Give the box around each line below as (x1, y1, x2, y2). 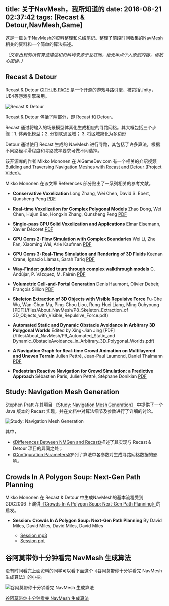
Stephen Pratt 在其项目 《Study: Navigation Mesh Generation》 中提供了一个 (5, 401, 163, 408)
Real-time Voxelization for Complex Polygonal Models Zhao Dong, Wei (12, 206, 161, 212)
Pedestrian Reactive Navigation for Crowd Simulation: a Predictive (12, 368, 154, 374)
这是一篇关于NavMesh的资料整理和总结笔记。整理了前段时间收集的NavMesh (5, 35, 163, 41)
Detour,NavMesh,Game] (5, 21, 83, 29)
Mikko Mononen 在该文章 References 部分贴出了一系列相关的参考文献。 (5, 180, 154, 186)
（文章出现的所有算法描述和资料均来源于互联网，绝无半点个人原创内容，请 (5, 52, 159, 58)
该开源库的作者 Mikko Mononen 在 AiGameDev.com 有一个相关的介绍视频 (5, 158, 157, 164)
